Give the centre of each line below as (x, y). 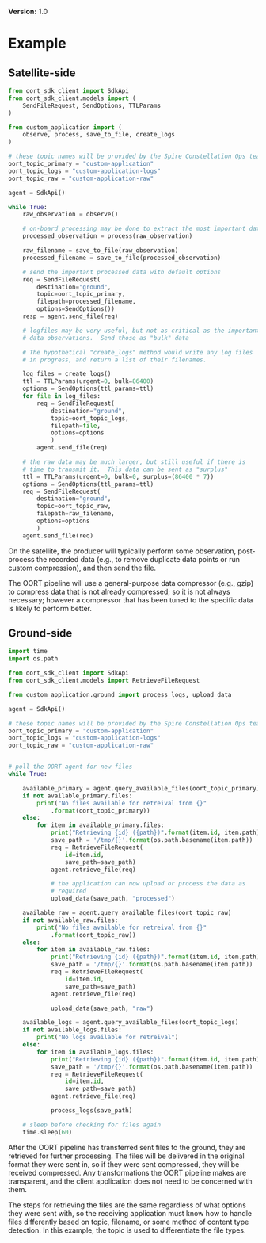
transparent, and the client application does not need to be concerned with (130, 1181)
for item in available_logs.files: (95, 1052)
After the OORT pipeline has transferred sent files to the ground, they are (127, 1147)
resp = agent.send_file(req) (70, 316)
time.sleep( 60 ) (47, 1132)
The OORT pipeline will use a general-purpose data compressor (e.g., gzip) (131, 583)
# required (68, 891)
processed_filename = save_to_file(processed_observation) (122, 258)
